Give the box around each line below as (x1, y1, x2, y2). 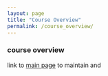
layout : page (7, 10, 45, 17)
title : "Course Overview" (7, 16, 81, 23)
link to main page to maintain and (7, 61, 101, 69)
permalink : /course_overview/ (7, 23, 94, 29)
